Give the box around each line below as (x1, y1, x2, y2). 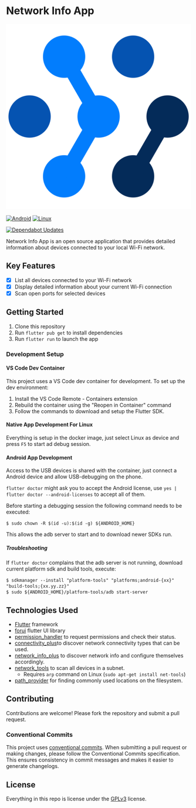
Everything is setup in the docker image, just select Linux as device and (6, 434, 180, 441)
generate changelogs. (6, 763, 59, 770)
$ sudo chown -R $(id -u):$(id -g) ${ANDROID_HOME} (6, 521, 135, 527)
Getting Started (6, 307, 64, 317)
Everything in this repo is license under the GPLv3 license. (6, 795, 147, 802)
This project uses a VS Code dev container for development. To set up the (6, 377, 185, 384)
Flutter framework (14, 621, 59, 628)
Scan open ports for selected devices (14, 290, 106, 297)
